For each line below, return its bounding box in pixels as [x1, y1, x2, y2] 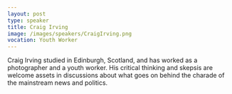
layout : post [7, 10, 46, 18]
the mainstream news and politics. [7, 78, 108, 87]
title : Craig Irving [7, 23, 69, 30]
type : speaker [7, 17, 50, 24]
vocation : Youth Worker [7, 37, 78, 44]
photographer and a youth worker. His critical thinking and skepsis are [7, 64, 213, 72]
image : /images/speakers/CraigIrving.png [7, 30, 132, 37]
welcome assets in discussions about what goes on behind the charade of [7, 71, 225, 80]
